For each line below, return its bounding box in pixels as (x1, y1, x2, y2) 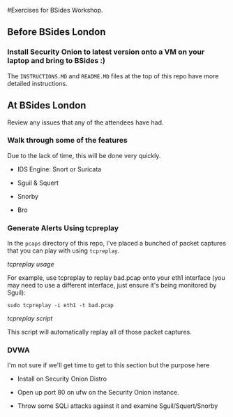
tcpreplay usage (7, 260, 54, 269)
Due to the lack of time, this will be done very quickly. (7, 151, 161, 160)
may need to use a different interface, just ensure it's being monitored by (7, 281, 217, 290)
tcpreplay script (7, 314, 53, 323)
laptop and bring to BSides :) (7, 56, 106, 66)
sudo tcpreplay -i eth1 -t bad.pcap (7, 302, 114, 309)
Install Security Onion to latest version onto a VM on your (7, 47, 205, 57)
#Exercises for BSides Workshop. (7, 6, 103, 14)
